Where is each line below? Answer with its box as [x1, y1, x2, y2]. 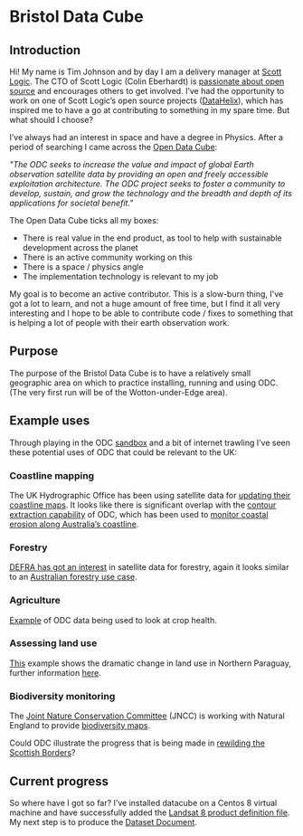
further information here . [9, 667, 101, 678]
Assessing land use [9, 637, 98, 650]
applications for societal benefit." [9, 197, 134, 208]
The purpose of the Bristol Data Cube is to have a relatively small [9, 367, 251, 378]
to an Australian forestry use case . [9, 572, 137, 583]
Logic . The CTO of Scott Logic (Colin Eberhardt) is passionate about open [9, 76, 285, 87]
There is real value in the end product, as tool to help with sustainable [22, 233, 282, 243]
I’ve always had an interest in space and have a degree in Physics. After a [9, 132, 283, 142]
